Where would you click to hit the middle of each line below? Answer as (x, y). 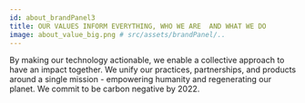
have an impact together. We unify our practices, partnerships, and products (153, 70)
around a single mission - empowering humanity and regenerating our (141, 80)
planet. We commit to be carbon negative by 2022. (105, 89)
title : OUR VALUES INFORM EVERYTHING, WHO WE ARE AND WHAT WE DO (138, 26)
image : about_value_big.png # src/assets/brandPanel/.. (117, 34)
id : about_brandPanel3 (52, 18)
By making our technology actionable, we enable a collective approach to (147, 61)
